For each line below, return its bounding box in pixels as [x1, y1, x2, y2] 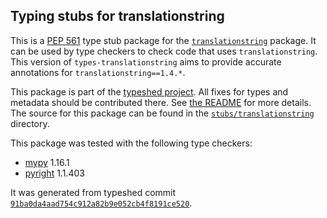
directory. [10, 117, 50, 129]
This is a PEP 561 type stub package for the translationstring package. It [10, 34, 317, 46]
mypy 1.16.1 [24, 156, 70, 168]
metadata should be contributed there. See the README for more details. [10, 96, 312, 108]
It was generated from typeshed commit [10, 186, 177, 198]
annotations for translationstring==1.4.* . [10, 66, 186, 78]
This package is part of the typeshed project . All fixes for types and [10, 85, 289, 98]
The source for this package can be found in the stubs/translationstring [10, 107, 315, 119]
